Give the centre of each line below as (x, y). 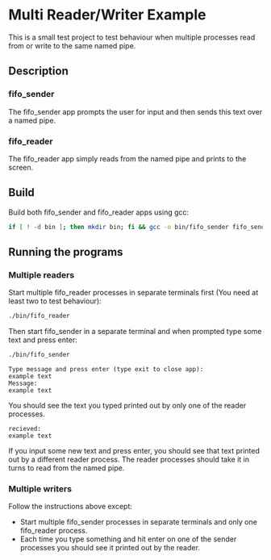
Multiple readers (42, 274)
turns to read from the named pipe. (67, 468)
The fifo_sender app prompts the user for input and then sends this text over (135, 111)
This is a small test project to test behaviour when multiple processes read (132, 37)
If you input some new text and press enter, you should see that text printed (134, 451)
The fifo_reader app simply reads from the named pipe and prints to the (127, 158)
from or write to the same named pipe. (72, 45)
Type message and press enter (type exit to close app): (106, 370)
